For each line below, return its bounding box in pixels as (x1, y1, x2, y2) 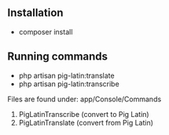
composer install (18, 27, 73, 36)
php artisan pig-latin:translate (18, 71, 115, 80)
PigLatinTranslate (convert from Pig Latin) (18, 118, 154, 127)
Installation (7, 6, 64, 20)
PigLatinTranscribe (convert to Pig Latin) (18, 109, 150, 119)
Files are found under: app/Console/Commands (7, 94, 162, 104)
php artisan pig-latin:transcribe (18, 78, 119, 89)
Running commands (7, 50, 108, 64)
